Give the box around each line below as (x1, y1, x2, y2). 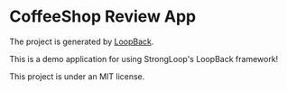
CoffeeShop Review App (9, 6, 197, 27)
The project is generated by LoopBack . (9, 36, 154, 47)
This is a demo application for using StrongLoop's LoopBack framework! (9, 53, 279, 64)
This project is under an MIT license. (9, 70, 145, 82)
